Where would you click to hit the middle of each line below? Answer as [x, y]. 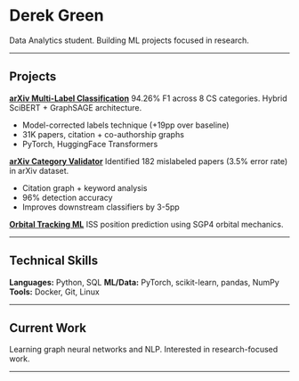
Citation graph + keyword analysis [85, 187]
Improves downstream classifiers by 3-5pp [101, 207]
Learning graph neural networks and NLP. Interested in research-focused [144, 350]
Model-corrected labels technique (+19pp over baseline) [125, 125]
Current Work [48, 328]
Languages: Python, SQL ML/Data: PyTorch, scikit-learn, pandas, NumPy [145, 282]
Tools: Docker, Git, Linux [54, 292]
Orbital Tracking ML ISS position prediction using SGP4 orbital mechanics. [146, 224]
